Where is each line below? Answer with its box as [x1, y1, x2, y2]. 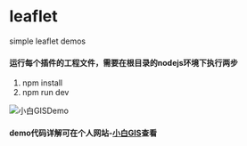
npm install [21, 77, 63, 88]
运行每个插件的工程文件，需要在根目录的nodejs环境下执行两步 [9, 57, 239, 68]
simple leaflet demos [9, 36, 86, 46]
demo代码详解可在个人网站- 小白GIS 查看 [9, 127, 158, 138]
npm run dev [21, 87, 70, 98]
